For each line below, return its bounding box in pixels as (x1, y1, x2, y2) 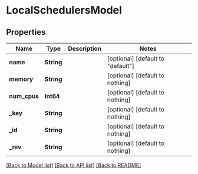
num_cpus (9, 92, 39, 100)
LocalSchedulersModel (6, 4, 123, 17)
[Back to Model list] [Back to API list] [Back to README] (6, 162, 141, 169)
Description (67, 45, 102, 52)
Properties (6, 27, 46, 37)
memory (9, 75, 34, 83)
